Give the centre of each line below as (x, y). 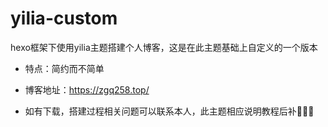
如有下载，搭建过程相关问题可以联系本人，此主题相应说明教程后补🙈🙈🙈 (169, 111)
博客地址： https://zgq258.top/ (87, 89)
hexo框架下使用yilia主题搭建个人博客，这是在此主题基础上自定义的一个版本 (164, 47)
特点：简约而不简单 (64, 68)
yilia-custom (64, 18)
